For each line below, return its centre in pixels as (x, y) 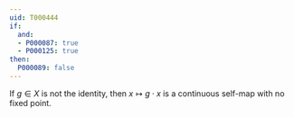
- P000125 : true (48, 51)
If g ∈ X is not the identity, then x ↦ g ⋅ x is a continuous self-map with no (147, 93)
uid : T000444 (34, 18)
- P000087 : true (48, 43)
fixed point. (30, 103)
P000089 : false (46, 68)
